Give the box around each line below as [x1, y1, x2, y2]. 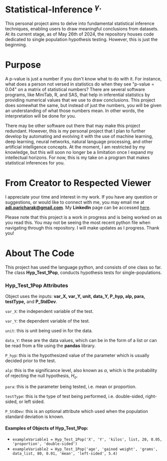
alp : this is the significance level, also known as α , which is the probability [5, 367, 158, 373]
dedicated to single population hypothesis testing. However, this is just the [5, 36, 158, 42]
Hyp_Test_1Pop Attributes [5, 282, 68, 289]
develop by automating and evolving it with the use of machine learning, [5, 133, 154, 139]
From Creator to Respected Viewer [5, 177, 152, 189]
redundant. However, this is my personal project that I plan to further [5, 128, 146, 134]
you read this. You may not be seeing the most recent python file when [5, 219, 151, 225]
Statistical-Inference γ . [5, 2, 102, 15]
